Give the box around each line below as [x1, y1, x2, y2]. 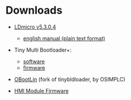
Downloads [5, 4, 63, 17]
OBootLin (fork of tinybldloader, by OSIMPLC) [14, 76, 126, 83]
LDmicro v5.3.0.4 [14, 23, 56, 30]
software [23, 58, 45, 65]
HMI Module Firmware [14, 87, 69, 94]
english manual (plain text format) [23, 35, 106, 42]
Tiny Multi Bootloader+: [14, 46, 72, 54]
